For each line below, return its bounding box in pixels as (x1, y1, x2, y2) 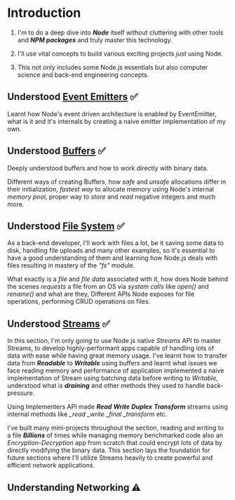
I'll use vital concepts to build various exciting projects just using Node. (17, 49, 223, 58)
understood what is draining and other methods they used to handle (7, 382, 206, 390)
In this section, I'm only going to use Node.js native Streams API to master (7, 337, 222, 345)
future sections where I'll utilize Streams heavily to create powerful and (7, 454, 213, 462)
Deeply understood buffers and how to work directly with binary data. (7, 163, 208, 172)
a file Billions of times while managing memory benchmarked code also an (7, 431, 223, 439)
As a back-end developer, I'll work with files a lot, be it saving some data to (7, 239, 224, 247)
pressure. (7, 389, 35, 397)
